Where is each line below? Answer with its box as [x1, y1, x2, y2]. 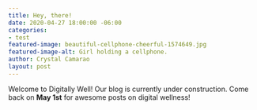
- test [8, 33, 30, 42]
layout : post [8, 63, 51, 71]
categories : [8, 26, 47, 34]
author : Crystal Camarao [8, 56, 90, 64]
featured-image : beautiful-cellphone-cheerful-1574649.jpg [8, 41, 207, 49]
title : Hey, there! [8, 11, 73, 20]
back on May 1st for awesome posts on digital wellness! [8, 92, 191, 102]
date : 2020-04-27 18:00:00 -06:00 [8, 19, 123, 27]
